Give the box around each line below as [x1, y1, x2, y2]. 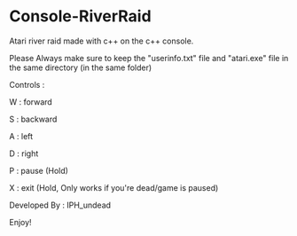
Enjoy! [9, 216, 33, 227]
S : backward [9, 114, 58, 124]
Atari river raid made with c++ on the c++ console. [9, 35, 194, 46]
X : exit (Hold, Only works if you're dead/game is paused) [9, 182, 219, 193]
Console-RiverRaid [9, 6, 152, 27]
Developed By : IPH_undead [9, 200, 112, 210]
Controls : [9, 79, 45, 90]
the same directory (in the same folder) [9, 62, 152, 73]
